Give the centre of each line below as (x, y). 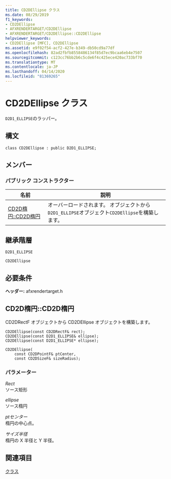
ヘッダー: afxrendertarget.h (34, 291)
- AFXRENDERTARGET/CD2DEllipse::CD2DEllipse (53, 34)
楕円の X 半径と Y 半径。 (31, 440)
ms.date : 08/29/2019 (27, 15)
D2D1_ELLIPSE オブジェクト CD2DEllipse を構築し (103, 213)
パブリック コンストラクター (40, 181)
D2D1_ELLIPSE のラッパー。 (32, 118)
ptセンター (17, 417)
